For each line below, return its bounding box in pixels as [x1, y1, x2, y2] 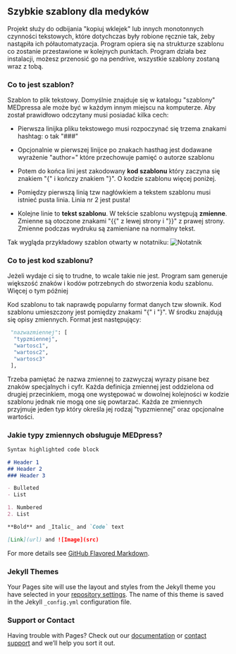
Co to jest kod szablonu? [7, 256, 94, 266]
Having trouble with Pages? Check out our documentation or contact [7, 631, 206, 640]
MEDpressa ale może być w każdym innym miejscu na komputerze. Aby [7, 103, 216, 112]
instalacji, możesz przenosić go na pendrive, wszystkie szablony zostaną [7, 54, 220, 63]
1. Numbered [7, 504, 42, 511]
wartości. [7, 412, 35, 421]
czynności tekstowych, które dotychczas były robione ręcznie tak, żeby [7, 32, 215, 40]
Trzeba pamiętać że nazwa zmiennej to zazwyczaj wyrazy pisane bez [7, 375, 210, 383]
